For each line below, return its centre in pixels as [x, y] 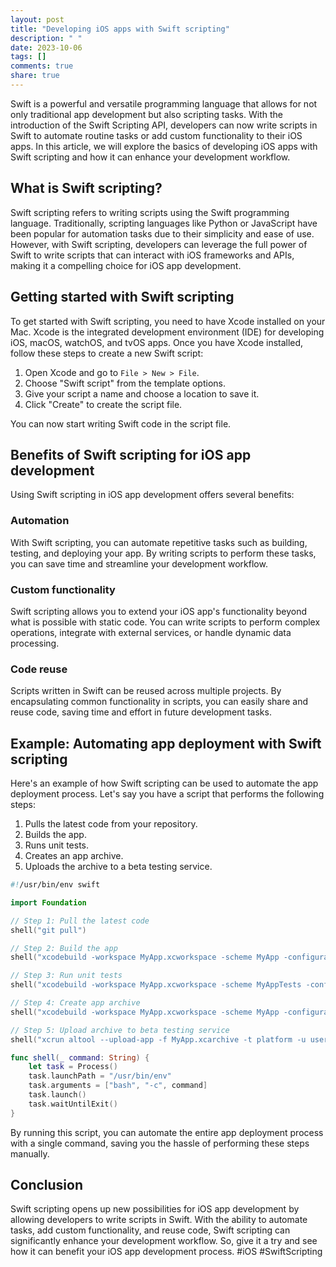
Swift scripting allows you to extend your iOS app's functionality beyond [159, 611]
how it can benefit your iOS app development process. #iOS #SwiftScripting [166, 1252]
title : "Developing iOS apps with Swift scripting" [120, 29]
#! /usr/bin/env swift [55, 885]
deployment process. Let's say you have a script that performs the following [167, 794]
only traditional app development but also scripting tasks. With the [146, 114]
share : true [35, 76]
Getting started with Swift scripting [122, 297]
